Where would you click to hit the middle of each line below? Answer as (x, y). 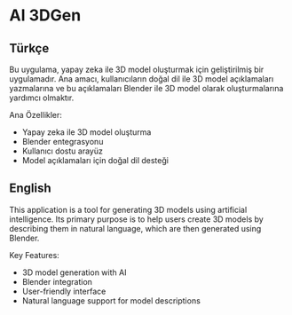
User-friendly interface (64, 291)
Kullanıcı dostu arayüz (63, 151)
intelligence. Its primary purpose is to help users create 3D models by (136, 219)
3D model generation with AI (74, 272)
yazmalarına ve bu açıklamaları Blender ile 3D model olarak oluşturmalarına (146, 88)
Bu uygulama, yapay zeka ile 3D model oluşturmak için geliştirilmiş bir (137, 69)
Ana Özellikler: (36, 115)
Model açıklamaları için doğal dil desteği (95, 160)
